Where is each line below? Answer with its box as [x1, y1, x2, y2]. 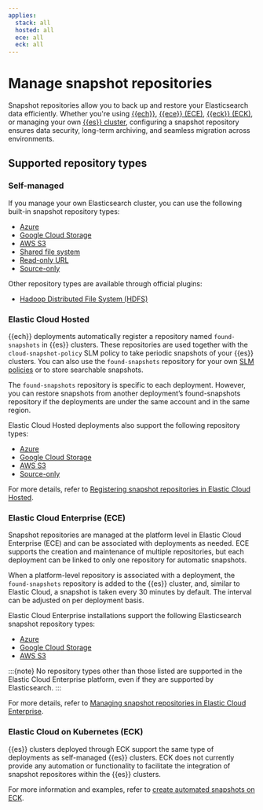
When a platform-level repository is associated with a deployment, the [8, 571, 236, 580]
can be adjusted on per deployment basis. [8, 595, 144, 606]
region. [8, 406, 31, 415]
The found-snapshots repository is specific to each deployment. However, [8, 381, 246, 390]
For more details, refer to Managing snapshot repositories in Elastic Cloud [8, 698, 247, 708]
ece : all [15, 33, 44, 42]
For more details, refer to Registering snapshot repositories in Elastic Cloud [8, 484, 251, 494]
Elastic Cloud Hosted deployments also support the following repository [8, 421, 241, 430]
